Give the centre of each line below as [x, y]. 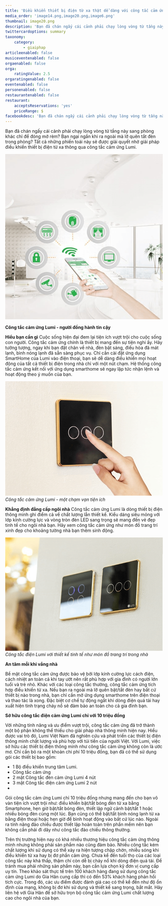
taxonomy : [15, 37]
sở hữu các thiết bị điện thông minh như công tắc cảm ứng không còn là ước [84, 746]
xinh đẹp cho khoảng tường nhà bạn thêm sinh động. [59, 530]
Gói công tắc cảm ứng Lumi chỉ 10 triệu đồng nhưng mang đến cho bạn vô [82, 798]
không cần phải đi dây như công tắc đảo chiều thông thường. [68, 829]
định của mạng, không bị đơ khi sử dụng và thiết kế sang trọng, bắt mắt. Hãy [84, 887]
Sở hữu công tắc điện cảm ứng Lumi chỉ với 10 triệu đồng [65, 715]
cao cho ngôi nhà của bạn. [32, 898]
